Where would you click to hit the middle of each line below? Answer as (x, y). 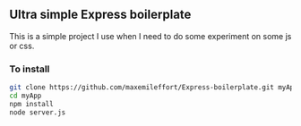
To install (30, 69)
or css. (22, 46)
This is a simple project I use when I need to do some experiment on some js (150, 36)
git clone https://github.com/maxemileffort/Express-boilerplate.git (142, 88)
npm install (31, 104)
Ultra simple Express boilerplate (100, 15)
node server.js (38, 112)
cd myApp (26, 96)
